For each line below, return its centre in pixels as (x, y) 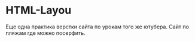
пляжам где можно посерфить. (45, 33)
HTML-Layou (39, 10)
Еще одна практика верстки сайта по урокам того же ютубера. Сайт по (97, 27)
